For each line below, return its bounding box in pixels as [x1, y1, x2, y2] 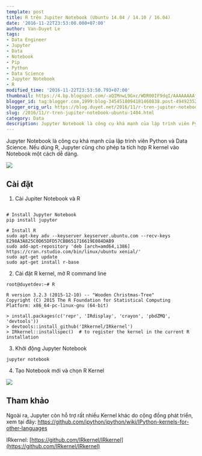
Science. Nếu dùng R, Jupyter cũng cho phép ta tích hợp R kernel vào [6, 144, 179, 151]
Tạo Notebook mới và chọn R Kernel [14, 367, 105, 374]
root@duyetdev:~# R [6, 281, 55, 287]
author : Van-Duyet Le [6, 25, 61, 32]
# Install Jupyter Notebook [6, 211, 77, 217]
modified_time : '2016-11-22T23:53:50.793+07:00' [6, 87, 130, 93]
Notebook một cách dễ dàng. [6, 150, 79, 157]
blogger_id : [6, 98, 36, 104]
